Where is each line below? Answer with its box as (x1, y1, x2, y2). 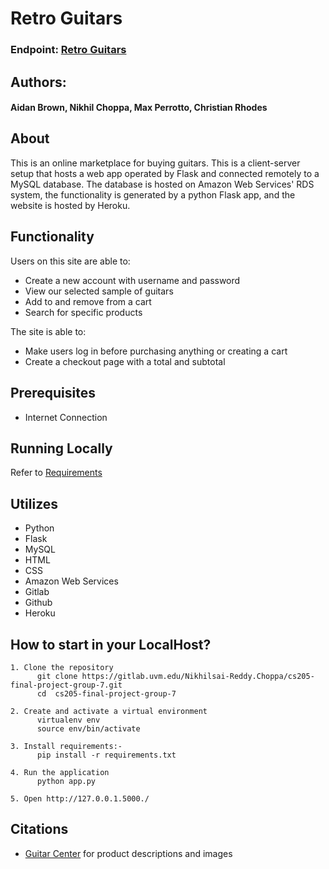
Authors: (10, 73, 67, 91)
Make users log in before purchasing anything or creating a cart (24, 345, 288, 357)
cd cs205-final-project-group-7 (36, 688, 177, 699)
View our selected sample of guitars (24, 285, 174, 297)
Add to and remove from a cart (24, 295, 152, 307)
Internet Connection (24, 411, 108, 423)
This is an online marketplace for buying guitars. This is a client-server (10, 157, 301, 169)
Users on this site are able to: (10, 255, 131, 267)
